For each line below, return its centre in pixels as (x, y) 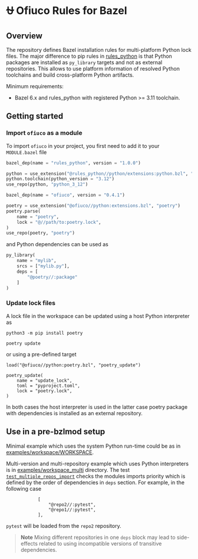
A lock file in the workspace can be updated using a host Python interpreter (98, 316)
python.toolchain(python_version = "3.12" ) (60, 179)
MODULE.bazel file (27, 152)
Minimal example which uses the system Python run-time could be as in (93, 446)
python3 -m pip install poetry (44, 333)
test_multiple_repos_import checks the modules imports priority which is (96, 476)
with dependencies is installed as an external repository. (75, 413)
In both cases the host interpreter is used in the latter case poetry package (97, 407)
